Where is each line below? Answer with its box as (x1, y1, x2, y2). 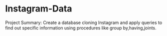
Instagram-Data (5, 3, 72, 14)
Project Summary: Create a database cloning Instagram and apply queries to (5, 19, 163, 25)
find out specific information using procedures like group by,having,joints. (5, 24, 157, 30)
